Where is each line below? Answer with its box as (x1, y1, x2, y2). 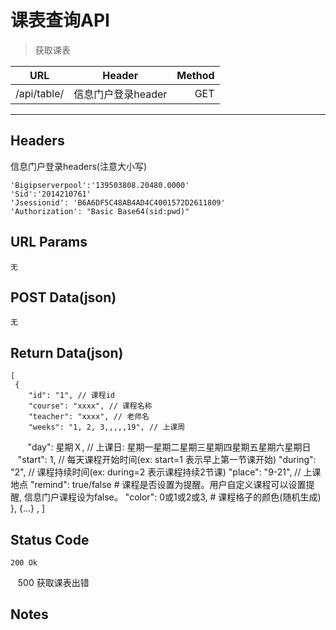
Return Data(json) (10, 344, 124, 361)
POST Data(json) (10, 289, 117, 306)
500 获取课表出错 (17, 577, 90, 588)
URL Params (10, 234, 88, 251)
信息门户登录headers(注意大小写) (10, 160, 148, 172)
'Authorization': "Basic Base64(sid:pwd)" (10, 206, 190, 216)
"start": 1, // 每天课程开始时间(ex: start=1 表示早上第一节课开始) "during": (17, 454, 317, 466)
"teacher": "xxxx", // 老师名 (28, 412, 150, 422)
